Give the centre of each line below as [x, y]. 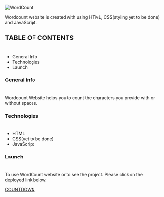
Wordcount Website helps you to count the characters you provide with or [80, 98]
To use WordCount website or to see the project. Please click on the [74, 174]
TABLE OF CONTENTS [39, 38]
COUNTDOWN [20, 189]
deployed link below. [26, 180]
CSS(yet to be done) [33, 139]
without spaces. [21, 103]
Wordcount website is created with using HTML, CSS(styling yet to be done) [82, 17]
